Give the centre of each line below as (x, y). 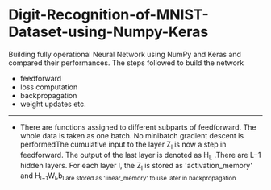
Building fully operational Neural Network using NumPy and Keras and (125, 54)
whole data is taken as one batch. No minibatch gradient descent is (132, 135)
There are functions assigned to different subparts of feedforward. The (138, 127)
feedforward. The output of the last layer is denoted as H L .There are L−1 (140, 156)
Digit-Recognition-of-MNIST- (109, 15)
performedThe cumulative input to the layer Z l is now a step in (123, 145)
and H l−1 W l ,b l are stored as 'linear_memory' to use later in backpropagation (128, 177)
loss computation (49, 87)
